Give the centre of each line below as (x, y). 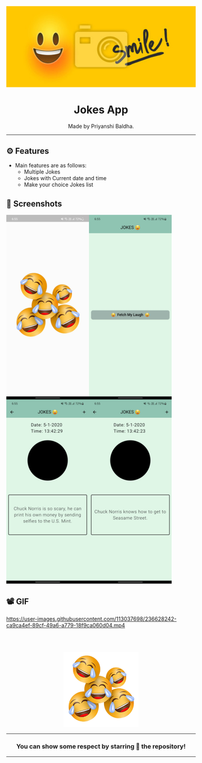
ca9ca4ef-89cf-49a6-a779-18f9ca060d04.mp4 (66, 626)
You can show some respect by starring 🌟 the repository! (101, 747)
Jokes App (101, 109)
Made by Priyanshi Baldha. (101, 127)
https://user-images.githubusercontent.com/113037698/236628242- (91, 619)
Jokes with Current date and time (65, 178)
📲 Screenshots (34, 203)
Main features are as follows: (51, 166)
